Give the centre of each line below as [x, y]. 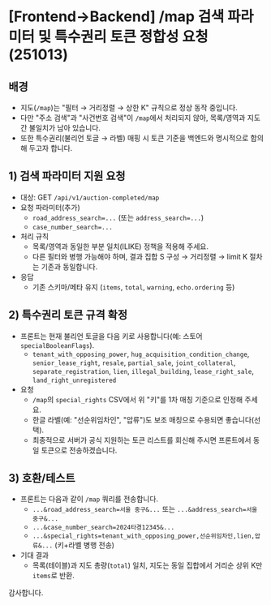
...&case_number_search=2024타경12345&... [103, 528]
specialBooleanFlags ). [57, 345]
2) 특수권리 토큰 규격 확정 [68, 315]
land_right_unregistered [74, 380]
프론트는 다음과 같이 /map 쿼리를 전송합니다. [89, 499]
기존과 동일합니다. [69, 266]
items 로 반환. [54, 576]
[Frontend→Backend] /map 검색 [116, 17]
